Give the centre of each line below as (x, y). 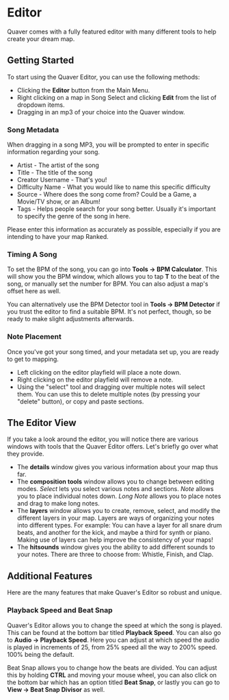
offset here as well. (34, 291)
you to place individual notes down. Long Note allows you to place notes (119, 496)
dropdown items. (41, 105)
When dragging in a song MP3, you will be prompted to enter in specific (108, 145)
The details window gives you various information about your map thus (118, 467)
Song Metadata (33, 129)
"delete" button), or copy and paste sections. (80, 401)
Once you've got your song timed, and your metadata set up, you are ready (113, 351)
